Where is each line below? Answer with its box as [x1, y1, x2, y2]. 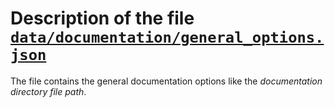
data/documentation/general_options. [10, 28, 325, 47]
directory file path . [10, 85, 87, 97]
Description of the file [10, 7, 195, 30]
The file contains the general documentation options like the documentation [10, 75, 323, 87]
